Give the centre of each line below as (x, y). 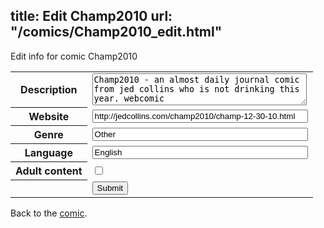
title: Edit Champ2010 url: (91, 16)
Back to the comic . (49, 213)
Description (49, 90)
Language (48, 153)
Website (49, 117)
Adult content (49, 171)
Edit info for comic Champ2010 (74, 56)
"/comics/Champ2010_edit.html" (116, 32)
